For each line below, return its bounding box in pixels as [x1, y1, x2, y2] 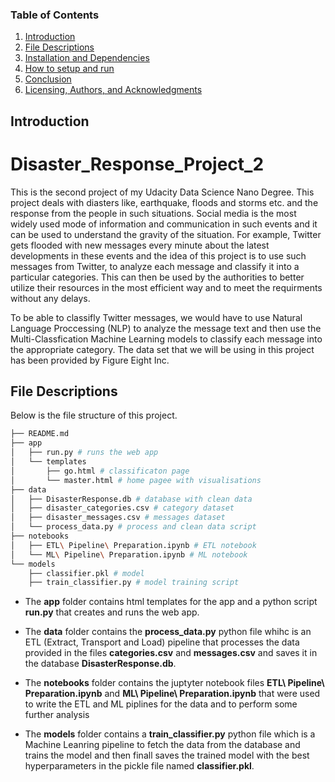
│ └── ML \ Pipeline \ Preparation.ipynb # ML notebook [10, 549, 248, 560]
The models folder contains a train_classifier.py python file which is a [24, 728, 316, 740]
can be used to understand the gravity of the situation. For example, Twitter [10, 228, 322, 240]
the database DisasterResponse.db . [24, 658, 177, 670]
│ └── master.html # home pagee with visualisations [10, 475, 262, 485]
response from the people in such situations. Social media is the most [10, 207, 297, 219]
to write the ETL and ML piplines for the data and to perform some [24, 698, 298, 710]
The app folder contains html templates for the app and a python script [24, 596, 318, 608]
